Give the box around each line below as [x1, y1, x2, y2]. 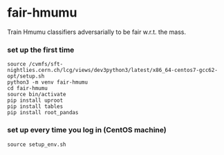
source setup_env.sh [7, 140, 67, 148]
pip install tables [7, 103, 64, 110]
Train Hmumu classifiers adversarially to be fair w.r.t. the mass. [7, 28, 187, 36]
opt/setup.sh [7, 73, 45, 80]
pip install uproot [7, 97, 64, 104]
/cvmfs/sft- [28, 61, 64, 68]
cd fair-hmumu [7, 85, 48, 92]
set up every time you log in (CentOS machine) [7, 125, 167, 135]
